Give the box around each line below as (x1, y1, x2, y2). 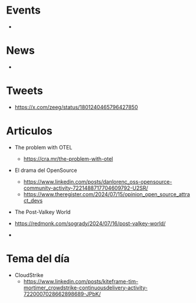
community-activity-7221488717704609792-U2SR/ (23, 184, 149, 191)
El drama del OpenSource (14, 167, 77, 174)
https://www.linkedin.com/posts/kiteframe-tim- (23, 278, 139, 285)
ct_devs (23, 197, 43, 204)
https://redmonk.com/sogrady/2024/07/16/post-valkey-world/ (14, 220, 166, 227)
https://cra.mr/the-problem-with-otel (23, 155, 113, 162)
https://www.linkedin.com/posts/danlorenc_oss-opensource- (23, 178, 172, 185)
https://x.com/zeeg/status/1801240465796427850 (14, 103, 138, 110)
